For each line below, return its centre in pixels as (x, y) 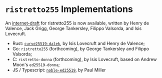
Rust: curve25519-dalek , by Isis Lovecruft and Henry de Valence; (78, 43)
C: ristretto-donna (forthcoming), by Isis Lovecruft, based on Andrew (84, 59)
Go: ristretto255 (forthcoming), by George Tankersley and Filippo (80, 48)
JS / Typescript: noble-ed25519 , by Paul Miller (59, 70)
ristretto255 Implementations (69, 9)
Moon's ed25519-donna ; (36, 64)
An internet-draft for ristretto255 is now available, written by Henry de (77, 23)
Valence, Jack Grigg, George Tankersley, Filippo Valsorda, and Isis (73, 28)
